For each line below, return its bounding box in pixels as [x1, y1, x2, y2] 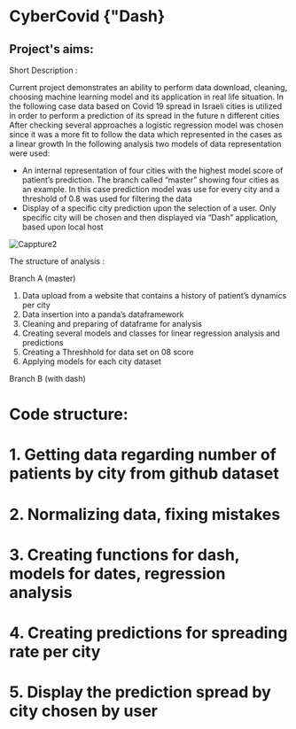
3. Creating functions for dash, [9, 545, 240, 564]
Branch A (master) [9, 273, 76, 283]
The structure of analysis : [9, 256, 105, 267]
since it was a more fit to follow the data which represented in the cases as [9, 129, 283, 139]
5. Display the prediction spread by [9, 682, 272, 702]
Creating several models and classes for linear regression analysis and [21, 328, 281, 338]
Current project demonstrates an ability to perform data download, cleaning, [9, 82, 288, 92]
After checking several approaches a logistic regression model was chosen [9, 120, 284, 130]
